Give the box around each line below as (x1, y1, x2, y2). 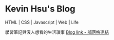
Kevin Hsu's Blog (5, 3, 76, 14)
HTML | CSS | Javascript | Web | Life (5, 19, 79, 25)
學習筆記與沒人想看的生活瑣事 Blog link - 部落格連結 (5, 29, 109, 35)
